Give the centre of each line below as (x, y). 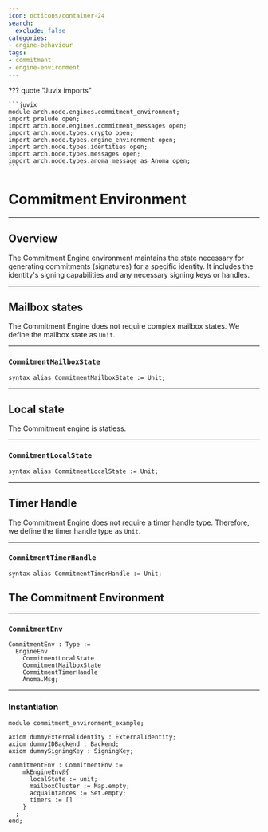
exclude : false (41, 30)
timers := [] (51, 800)
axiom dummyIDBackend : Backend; (64, 744)
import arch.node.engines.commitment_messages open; (98, 126)
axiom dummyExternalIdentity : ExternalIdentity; (93, 737)
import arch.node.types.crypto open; (71, 132)
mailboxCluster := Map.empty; (79, 787)
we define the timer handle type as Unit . (75, 530)
